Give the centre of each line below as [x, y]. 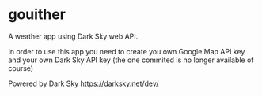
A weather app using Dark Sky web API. [73, 36]
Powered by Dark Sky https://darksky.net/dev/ [84, 83]
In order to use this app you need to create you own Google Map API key [127, 51]
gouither [37, 15]
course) [21, 68]
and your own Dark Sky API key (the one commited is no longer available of [131, 60]
